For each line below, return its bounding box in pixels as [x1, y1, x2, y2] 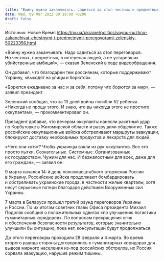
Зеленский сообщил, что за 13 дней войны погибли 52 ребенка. [5, 99, 139, 105]
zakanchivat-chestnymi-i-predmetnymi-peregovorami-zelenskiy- [5, 35, 137, 41]
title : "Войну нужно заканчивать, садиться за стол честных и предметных [5, 7, 159, 12]
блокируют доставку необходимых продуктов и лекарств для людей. [5, 134, 151, 140]
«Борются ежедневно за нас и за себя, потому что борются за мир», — [5, 84, 156, 90]
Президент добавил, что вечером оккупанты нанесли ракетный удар [5, 119, 150, 125]
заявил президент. [5, 89, 44, 95]
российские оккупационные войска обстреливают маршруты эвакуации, [5, 129, 160, 135]
